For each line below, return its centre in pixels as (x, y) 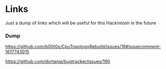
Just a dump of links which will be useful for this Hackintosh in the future (81, 23)
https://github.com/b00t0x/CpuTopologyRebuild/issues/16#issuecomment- (83, 47)
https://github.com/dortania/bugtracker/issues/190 (58, 62)
